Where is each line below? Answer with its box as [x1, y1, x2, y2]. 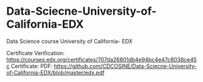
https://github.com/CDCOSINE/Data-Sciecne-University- [54, 62, 197, 70]
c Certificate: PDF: [6, 62, 53, 70]
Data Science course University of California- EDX [6, 37, 133, 45]
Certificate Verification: [6, 49, 65, 56]
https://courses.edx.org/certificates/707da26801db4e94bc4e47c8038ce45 [6, 56, 197, 63]
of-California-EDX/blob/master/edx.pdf [6, 69, 105, 76]
